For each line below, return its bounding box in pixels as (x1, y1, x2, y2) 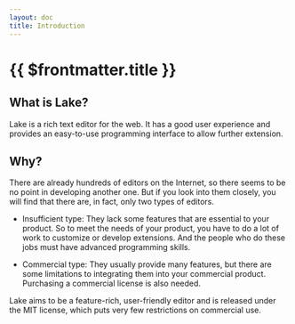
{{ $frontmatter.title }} (9, 60, 177, 80)
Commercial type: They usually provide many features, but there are (21, 259, 273, 270)
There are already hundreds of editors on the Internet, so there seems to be (9, 177, 286, 188)
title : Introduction (9, 21, 86, 30)
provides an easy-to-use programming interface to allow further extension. (9, 128, 283, 139)
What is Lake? (9, 95, 89, 110)
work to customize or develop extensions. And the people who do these (21, 232, 286, 243)
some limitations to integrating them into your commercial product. (21, 269, 267, 279)
